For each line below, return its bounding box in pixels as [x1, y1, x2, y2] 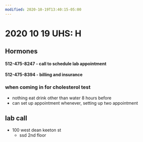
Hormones [5, 47, 38, 56]
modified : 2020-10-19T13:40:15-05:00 [5, 7, 82, 12]
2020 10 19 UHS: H [5, 28, 82, 39]
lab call [5, 114, 28, 123]
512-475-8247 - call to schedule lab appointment [5, 61, 107, 66]
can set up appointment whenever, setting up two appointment [12, 100, 138, 106]
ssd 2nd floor [19, 132, 46, 138]
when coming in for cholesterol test [5, 84, 91, 91]
